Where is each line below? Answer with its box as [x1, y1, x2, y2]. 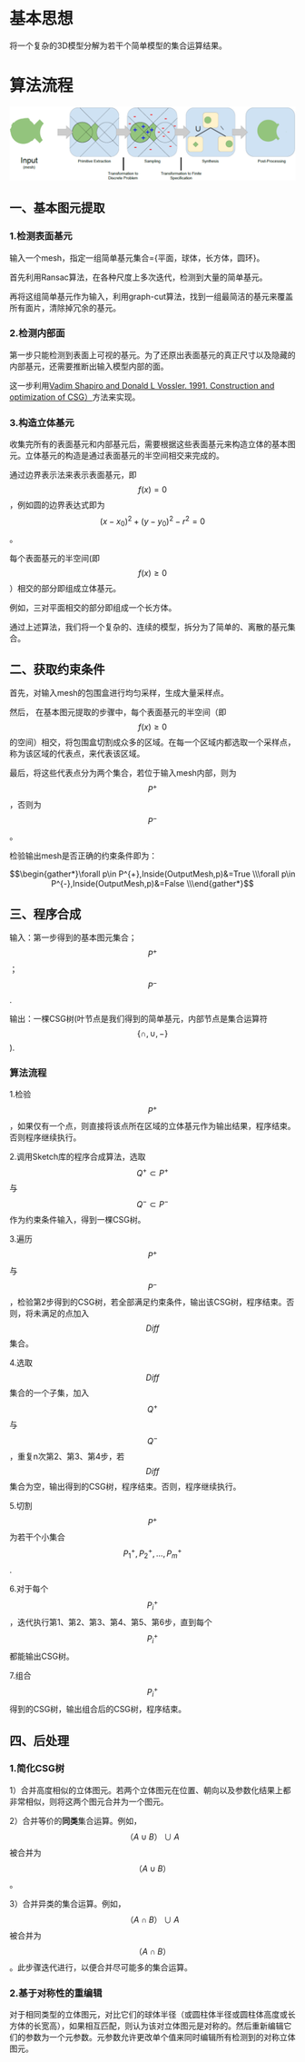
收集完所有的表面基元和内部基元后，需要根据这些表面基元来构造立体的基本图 [9, 439, 296, 450]
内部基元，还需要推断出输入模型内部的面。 [9, 361, 169, 372]
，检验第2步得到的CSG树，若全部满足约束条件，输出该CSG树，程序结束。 [9, 1296, 287, 1308]
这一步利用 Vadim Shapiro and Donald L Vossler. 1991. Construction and [9, 380, 275, 391]
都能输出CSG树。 [9, 1651, 74, 1661]
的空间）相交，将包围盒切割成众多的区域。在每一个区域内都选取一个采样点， [9, 737, 296, 748]
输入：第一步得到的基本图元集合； [9, 932, 137, 943]
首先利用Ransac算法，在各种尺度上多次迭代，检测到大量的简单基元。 [9, 272, 268, 283]
